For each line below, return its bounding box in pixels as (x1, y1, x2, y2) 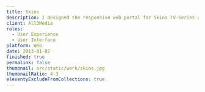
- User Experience (12, 31, 59, 38)
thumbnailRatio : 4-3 (6, 71, 59, 77)
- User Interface (12, 37, 56, 43)
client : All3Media (6, 20, 53, 26)
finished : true (6, 54, 45, 60)
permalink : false (6, 59, 51, 65)
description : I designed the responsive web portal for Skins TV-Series (6, 15, 195, 21)
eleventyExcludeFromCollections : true (6, 76, 105, 82)
